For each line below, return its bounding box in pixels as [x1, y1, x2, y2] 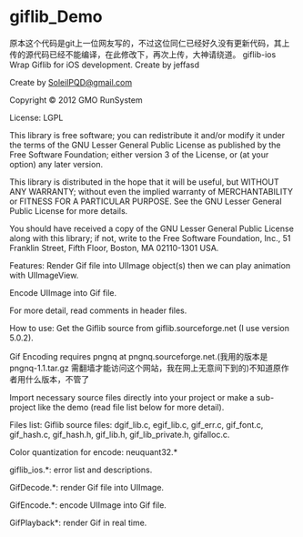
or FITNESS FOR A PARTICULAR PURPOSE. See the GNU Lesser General [9, 196, 282, 207]
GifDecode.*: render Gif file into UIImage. [9, 481, 165, 492]
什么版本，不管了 [25, 373, 89, 384]
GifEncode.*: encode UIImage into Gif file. [9, 499, 167, 511]
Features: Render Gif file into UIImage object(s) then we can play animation [9, 259, 291, 270]
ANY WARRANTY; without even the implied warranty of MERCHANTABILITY [9, 186, 294, 197]
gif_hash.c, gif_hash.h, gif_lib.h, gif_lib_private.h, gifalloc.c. [9, 429, 230, 440]
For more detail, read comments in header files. [9, 305, 187, 316]
